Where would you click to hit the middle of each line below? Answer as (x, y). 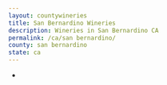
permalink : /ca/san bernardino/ (62, 38)
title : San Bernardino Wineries (62, 23)
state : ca (25, 52)
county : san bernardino (48, 45)
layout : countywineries (48, 15)
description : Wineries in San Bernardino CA (83, 30)
